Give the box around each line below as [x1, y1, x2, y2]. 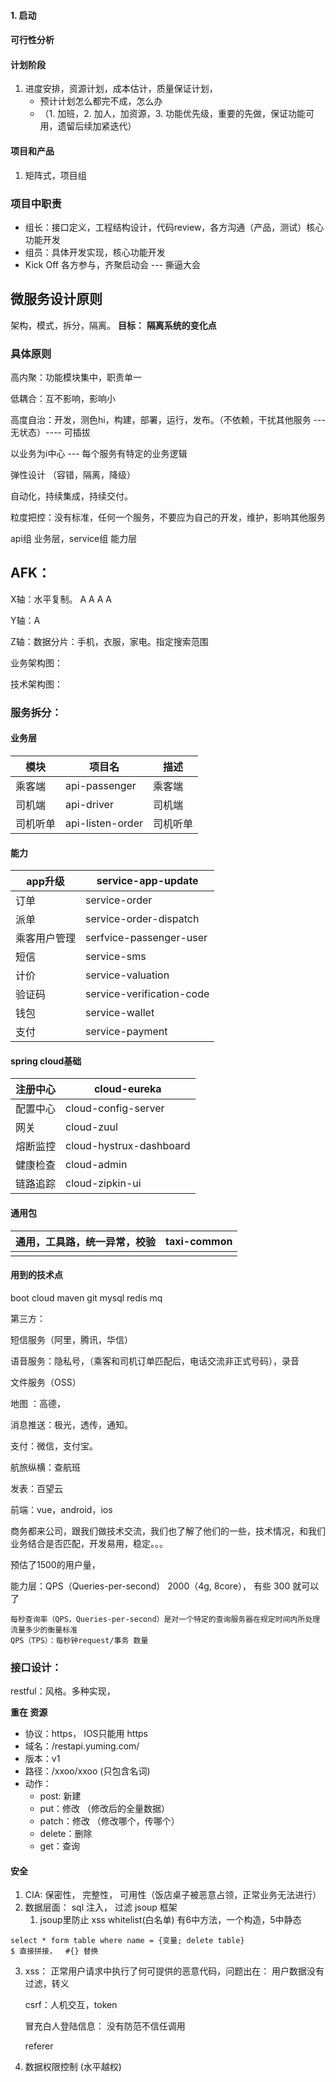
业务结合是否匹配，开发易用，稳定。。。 [10, 1537, 168, 1549]
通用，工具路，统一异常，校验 [15, 1235, 157, 1249]
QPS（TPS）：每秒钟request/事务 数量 [10, 1635, 149, 1645]
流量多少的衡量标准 [10, 1625, 78, 1635]
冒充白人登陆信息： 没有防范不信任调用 [24, 2020, 186, 2032]
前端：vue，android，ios [10, 1503, 113, 1515]
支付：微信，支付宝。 [10, 1440, 98, 1452]
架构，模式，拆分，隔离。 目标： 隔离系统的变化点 [10, 319, 217, 331]
